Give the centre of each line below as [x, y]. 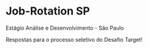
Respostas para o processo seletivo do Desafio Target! [74, 39]
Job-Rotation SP [48, 11]
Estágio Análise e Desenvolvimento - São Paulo [65, 28]
